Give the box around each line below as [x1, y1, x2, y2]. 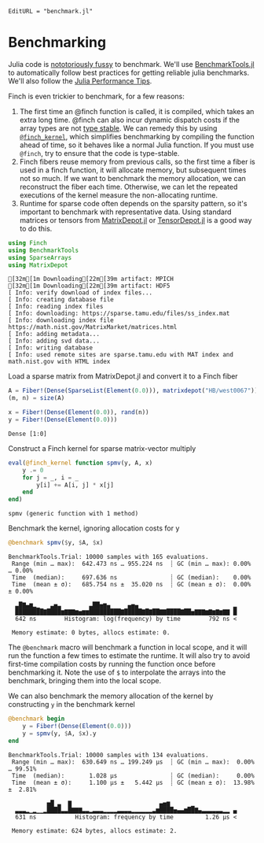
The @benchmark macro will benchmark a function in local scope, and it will [8, 642, 247, 653]
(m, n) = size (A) [8, 394, 65, 402]
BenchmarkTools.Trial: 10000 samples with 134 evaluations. [8, 751, 210, 759]
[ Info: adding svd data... [8, 337, 101, 346]
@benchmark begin [8, 715, 65, 723]
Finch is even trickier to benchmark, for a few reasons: [8, 91, 185, 101]
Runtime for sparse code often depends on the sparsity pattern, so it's [19, 198, 247, 208]
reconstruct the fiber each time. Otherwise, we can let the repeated [19, 182, 238, 191]
